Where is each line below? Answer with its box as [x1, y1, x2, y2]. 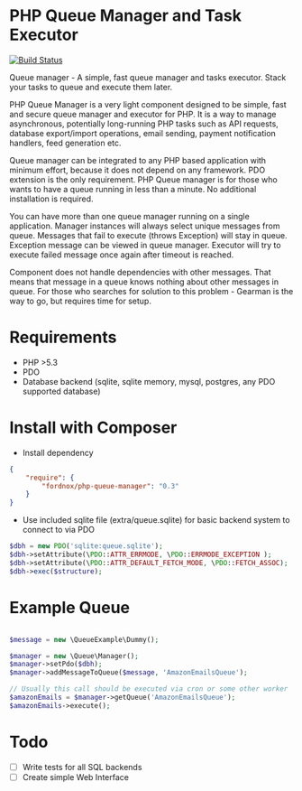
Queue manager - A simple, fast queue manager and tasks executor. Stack [9, 71, 287, 82]
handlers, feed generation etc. [9, 137, 122, 148]
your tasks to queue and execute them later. [9, 81, 173, 92]
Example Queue [9, 597, 131, 618]
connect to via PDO [22, 525, 95, 535]
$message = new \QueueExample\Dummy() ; [9, 635, 160, 644]
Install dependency [22, 447, 94, 458]
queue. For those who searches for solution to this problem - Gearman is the [9, 285, 294, 296]
